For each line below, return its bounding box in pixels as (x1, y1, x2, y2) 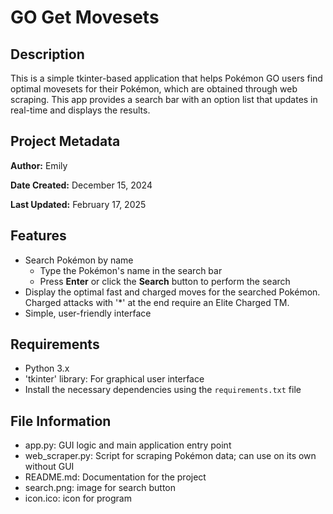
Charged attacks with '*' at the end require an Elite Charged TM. (24, 296, 290, 308)
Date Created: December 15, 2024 (10, 179, 153, 191)
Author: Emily (10, 159, 68, 171)
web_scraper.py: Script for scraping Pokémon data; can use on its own (24, 450, 317, 462)
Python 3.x (24, 362, 70, 375)
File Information (10, 412, 112, 430)
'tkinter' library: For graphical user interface (24, 373, 205, 385)
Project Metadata (10, 133, 121, 150)
